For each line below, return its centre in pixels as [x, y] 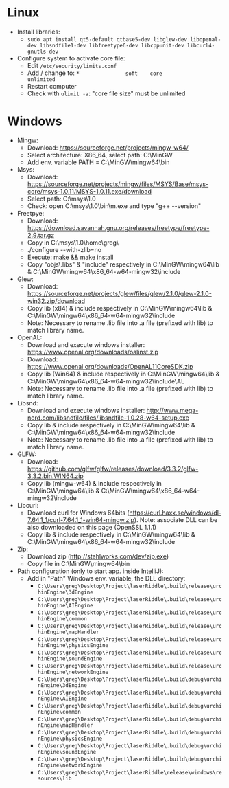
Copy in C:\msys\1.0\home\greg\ [73, 243]
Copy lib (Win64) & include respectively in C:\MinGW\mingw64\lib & [123, 374]
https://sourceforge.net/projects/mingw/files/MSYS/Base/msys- [118, 184]
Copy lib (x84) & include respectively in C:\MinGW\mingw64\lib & [120, 308]
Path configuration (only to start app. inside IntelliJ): [90, 571]
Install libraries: [38, 32]
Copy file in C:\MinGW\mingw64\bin [79, 563]
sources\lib [55, 778]
